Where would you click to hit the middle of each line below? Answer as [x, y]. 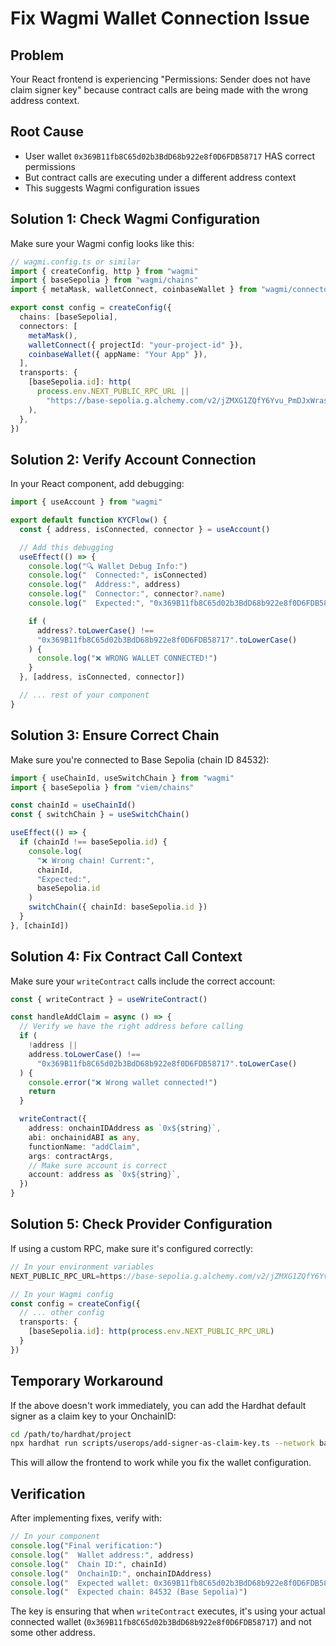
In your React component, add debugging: [97, 484]
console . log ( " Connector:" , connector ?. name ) [127, 594]
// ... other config [62, 1313]
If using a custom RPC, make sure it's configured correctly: [132, 1248]
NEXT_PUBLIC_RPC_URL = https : [69, 1276]
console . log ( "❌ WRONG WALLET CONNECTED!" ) [127, 658]
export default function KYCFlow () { [89, 520]
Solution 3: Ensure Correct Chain [115, 735]
